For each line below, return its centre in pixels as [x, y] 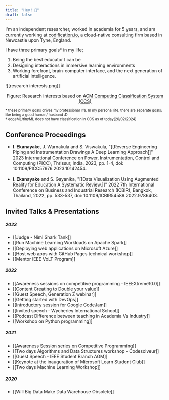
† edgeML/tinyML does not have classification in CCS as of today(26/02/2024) [71, 119]
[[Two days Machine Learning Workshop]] [57, 367]
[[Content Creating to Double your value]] [56, 289]
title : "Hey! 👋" [22, 10]
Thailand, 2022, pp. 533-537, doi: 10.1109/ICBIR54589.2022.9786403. [85, 196]
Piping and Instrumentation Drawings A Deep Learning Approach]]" [83, 152]
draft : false [19, 15]
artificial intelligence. [34, 76]
